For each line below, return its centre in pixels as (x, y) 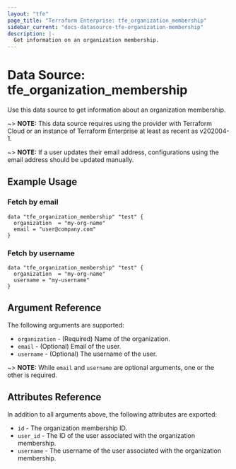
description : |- (31, 34)
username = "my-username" (52, 280)
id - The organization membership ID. (72, 428)
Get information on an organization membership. (87, 40)
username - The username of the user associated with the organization (119, 451)
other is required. (33, 375)
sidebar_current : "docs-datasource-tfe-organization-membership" (105, 27)
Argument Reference (54, 308)
